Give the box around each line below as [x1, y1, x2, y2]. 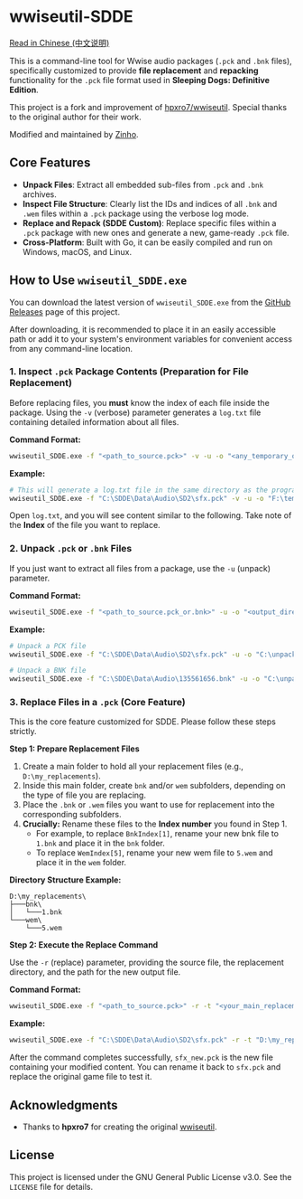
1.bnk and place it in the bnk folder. [35, 838, 165, 849]
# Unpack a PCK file [9, 641, 87, 650]
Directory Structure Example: [9, 874, 122, 885]
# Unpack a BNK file [9, 666, 87, 675]
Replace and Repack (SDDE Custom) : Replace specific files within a [22, 217, 277, 228]
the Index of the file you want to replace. [9, 520, 161, 531]
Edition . [9, 84, 39, 95]
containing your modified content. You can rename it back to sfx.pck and [9, 1062, 281, 1072]
